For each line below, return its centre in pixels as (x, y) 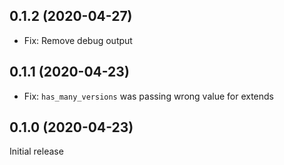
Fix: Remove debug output (78, 40)
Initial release (36, 151)
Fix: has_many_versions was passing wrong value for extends (148, 96)
